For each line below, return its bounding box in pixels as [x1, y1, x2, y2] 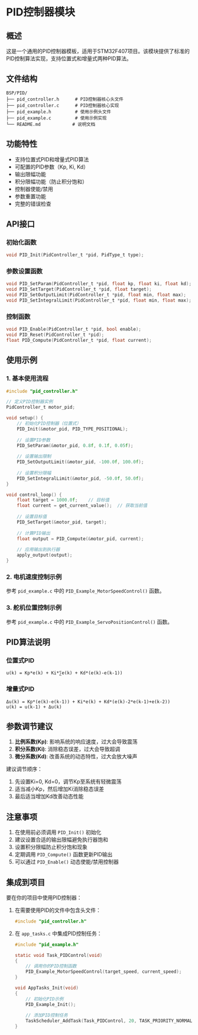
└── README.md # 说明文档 [6, 121, 96, 127]
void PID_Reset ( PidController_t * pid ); [6, 332, 105, 338]
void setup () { [6, 415, 44, 421]
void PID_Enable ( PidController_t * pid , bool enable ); [6, 326, 142, 332]
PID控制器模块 [6, 5, 76, 19]
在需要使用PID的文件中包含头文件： [14, 906, 102, 914]
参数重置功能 [14, 193, 46, 200]
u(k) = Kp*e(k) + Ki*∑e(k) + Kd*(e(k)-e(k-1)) [6, 670, 123, 676]
